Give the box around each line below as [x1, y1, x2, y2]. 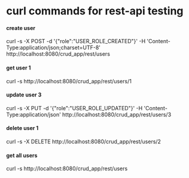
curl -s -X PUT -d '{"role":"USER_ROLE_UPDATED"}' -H [6, 104, 143, 111]
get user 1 [6, 64, 31, 71]
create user [6, 24, 36, 31]
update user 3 [6, 91, 42, 98]
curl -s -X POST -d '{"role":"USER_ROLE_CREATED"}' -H [6, 38, 146, 45]
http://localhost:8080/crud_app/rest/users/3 [62, 111, 172, 118]
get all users [6, 152, 38, 159]
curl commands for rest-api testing [6, 4, 184, 18]
